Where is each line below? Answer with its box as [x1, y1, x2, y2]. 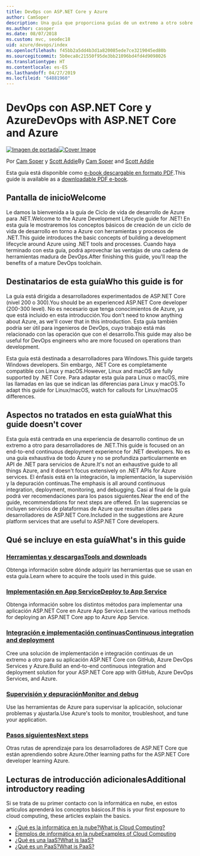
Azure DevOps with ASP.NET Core [6, 114, 177, 127]
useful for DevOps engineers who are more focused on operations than [6, 336, 182, 344]
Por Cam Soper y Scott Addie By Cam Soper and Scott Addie [6, 157, 154, 165]
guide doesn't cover [6, 419, 82, 429]
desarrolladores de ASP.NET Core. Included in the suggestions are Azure [6, 511, 184, 518]
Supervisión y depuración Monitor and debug [6, 690, 139, 698]
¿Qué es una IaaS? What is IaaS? [14, 836, 94, 844]
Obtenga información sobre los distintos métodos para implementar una [6, 601, 183, 608]
